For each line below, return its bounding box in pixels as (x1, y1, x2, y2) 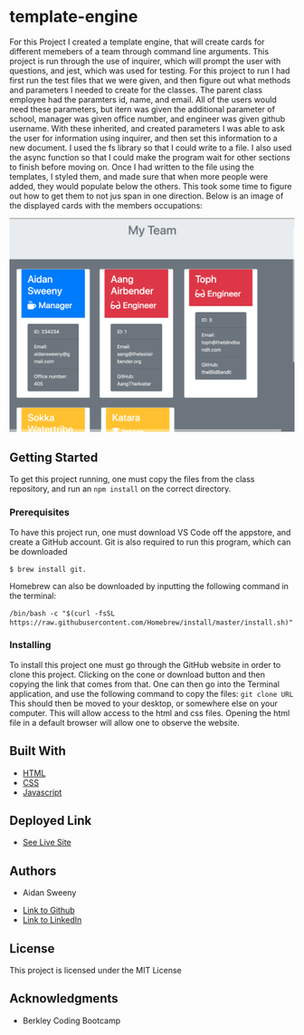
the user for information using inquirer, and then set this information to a (9, 132, 278, 143)
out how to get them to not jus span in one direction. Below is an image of (9, 190, 284, 201)
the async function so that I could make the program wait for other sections (9, 151, 291, 162)
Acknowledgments (9, 991, 119, 1007)
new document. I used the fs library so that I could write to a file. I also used (9, 142, 292, 153)
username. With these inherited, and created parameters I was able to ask (9, 122, 285, 133)
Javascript (22, 787, 62, 798)
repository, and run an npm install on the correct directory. (9, 483, 232, 495)
